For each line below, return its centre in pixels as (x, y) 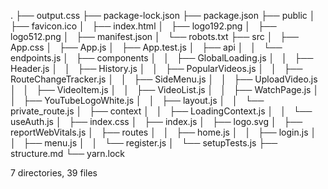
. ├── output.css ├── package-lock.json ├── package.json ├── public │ (163, 15)
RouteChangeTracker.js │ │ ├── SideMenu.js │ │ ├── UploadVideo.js (164, 79)
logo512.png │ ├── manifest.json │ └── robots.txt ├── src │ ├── (154, 36)
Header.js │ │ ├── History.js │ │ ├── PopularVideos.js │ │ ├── (156, 68)
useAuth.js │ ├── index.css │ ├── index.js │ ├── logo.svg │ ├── (156, 121)
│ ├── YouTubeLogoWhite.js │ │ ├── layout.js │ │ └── (137, 100)
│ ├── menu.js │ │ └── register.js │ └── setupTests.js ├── (144, 143)
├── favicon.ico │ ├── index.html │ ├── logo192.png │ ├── (143, 26)
